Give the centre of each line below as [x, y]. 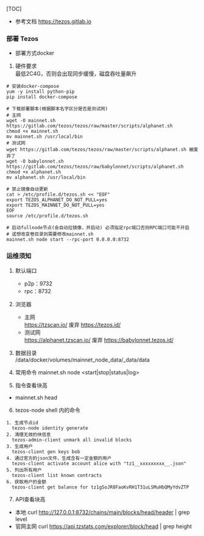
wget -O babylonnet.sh [35, 162]
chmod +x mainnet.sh [33, 131]
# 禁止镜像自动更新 [27, 189]
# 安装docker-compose [33, 87]
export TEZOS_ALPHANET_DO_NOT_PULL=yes [57, 200]
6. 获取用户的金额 [26, 482]
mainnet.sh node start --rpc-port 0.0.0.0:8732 [68, 240]
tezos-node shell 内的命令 [47, 410]
